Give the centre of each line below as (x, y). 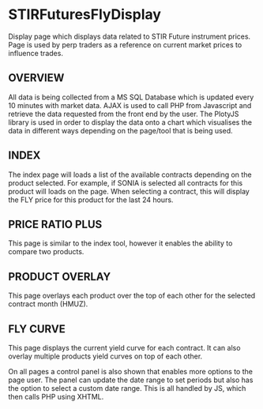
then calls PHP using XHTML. (56, 397)
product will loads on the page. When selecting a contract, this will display (129, 191)
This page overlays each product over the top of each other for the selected (132, 296)
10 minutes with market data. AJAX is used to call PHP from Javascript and (130, 105)
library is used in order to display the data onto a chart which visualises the (130, 122)
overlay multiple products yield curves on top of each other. (105, 356)
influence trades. (36, 53)
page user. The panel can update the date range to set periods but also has (131, 380)
